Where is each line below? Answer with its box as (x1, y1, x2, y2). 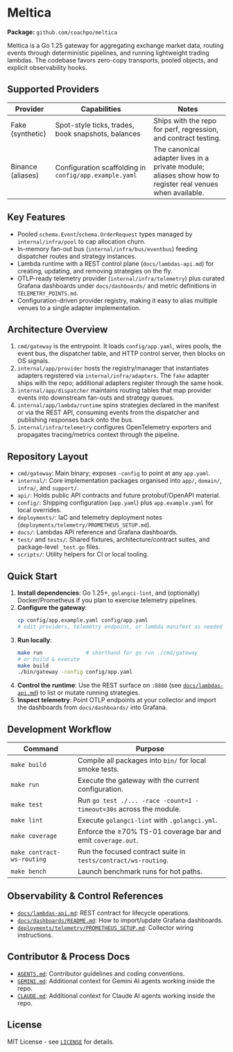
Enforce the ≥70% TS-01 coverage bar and (77, 827, 222, 837)
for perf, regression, (153, 124, 218, 134)
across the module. (119, 804, 182, 814)
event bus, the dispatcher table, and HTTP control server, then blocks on (17, 349, 225, 358)
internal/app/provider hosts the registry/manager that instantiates (17, 364, 209, 373)
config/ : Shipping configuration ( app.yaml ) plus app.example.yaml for (17, 498, 214, 507)
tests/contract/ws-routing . (77, 856, 169, 865)
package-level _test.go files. (17, 543, 101, 551)
